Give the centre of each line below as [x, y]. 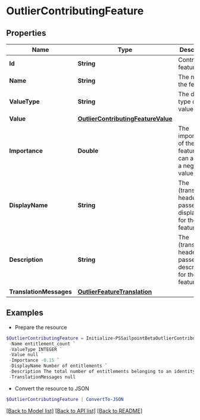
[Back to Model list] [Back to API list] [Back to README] [74, 410]
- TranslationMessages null [42, 377]
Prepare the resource [41, 327]
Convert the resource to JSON [52, 388]
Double [88, 151]
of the [187, 143]
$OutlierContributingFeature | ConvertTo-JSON [65, 399]
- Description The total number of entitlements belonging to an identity [102, 372]
